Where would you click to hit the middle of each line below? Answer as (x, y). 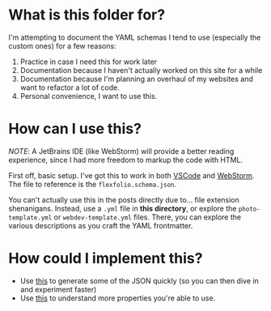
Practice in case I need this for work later (89, 62)
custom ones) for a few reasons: (62, 45)
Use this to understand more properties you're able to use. (118, 298)
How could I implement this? (106, 259)
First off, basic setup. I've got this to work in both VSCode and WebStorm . (131, 175)
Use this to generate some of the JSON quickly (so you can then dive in (139, 280)
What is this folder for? (87, 15)
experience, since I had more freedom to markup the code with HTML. (126, 160)
